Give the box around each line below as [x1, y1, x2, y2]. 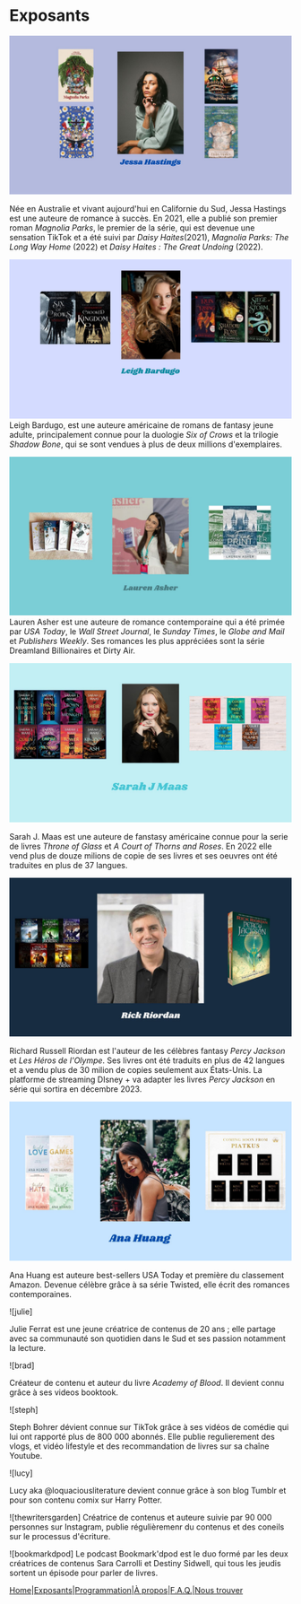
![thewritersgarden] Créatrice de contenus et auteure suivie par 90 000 [9, 1512, 272, 1522]
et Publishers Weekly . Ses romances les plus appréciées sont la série [9, 636, 265, 647]
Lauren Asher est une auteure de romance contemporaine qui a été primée [9, 616, 285, 628]
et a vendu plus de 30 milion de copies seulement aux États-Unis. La [9, 1065, 262, 1076]
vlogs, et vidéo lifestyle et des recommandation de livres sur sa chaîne [9, 1441, 270, 1451]
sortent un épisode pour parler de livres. [9, 1567, 159, 1578]
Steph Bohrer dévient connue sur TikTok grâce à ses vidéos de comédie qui [9, 1421, 289, 1432]
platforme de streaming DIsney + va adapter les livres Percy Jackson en [9, 1074, 276, 1085]
